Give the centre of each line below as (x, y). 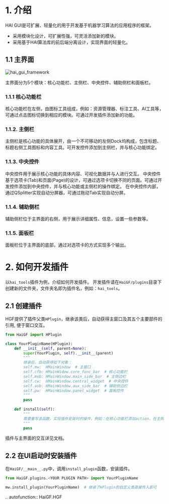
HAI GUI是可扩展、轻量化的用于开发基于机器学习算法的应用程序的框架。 (80, 25)
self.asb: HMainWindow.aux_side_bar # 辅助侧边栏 (75, 386)
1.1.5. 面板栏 (20, 233)
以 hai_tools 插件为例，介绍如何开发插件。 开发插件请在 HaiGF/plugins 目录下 (83, 282)
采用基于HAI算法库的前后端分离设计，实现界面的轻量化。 (71, 42)
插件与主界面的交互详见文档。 (36, 438)
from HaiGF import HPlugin (33, 335)
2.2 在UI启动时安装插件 (41, 455)
